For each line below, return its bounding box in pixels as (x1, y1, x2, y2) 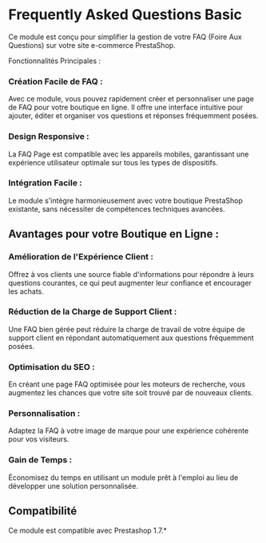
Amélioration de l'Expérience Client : (8, 252, 154, 263)
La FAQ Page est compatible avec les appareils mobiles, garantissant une (8, 149, 249, 159)
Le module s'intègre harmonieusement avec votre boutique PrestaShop (8, 196, 244, 205)
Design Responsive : (8, 131, 89, 142)
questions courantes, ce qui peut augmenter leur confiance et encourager (8, 278, 252, 287)
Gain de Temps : (8, 454, 73, 466)
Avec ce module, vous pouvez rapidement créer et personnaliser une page (8, 94, 254, 104)
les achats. (8, 286, 44, 296)
